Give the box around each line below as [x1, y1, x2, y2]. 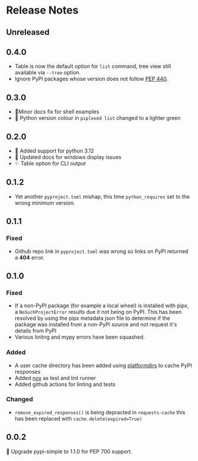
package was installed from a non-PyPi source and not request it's [14, 321, 177, 328]
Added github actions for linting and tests [14, 381, 116, 388]
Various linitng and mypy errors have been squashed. [14, 333, 145, 340]
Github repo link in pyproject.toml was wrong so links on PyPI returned [14, 248, 189, 255]
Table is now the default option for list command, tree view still [14, 63, 171, 70]
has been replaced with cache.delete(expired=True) [14, 415, 142, 422]
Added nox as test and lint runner [14, 374, 96, 381]
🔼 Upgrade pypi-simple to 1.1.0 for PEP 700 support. [6, 447, 132, 455]
